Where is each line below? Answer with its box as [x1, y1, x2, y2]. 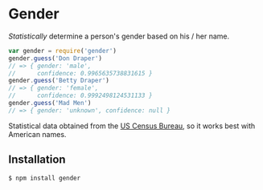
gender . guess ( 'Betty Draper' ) [8, 77, 110, 85]
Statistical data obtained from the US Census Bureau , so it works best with [8, 121, 256, 131]
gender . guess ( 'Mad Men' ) [8, 99, 92, 107]
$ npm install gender [8, 174, 81, 182]
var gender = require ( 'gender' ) [8, 46, 117, 55]
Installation [8, 153, 66, 167]
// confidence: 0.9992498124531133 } [8, 91, 153, 100]
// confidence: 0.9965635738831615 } [8, 69, 153, 77]
